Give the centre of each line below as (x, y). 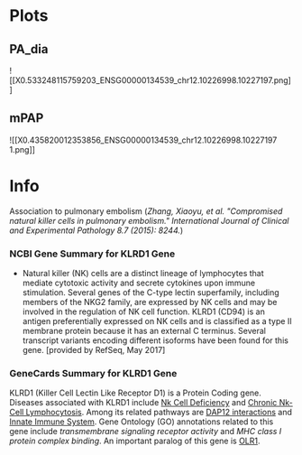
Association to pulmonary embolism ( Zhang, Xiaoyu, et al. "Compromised (146, 211)
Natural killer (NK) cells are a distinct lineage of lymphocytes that (143, 274)
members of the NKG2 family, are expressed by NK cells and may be (150, 302)
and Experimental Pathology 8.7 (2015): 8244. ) (96, 230)
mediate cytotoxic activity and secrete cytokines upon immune (138, 283)
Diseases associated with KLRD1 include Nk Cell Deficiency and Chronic (143, 403)
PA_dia (29, 49)
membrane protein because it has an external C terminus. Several (144, 331)
